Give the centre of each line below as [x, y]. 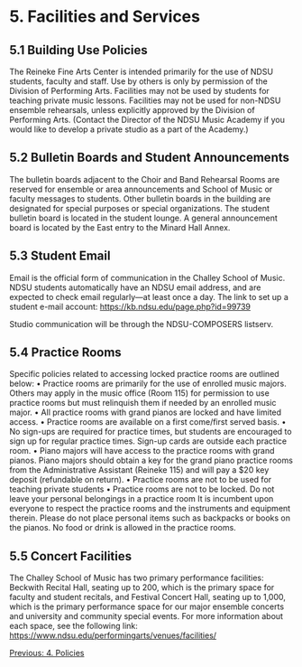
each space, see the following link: [73, 626]
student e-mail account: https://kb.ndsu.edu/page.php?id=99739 [130, 306]
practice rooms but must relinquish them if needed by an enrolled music [143, 403]
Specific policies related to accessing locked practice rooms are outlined [144, 374]
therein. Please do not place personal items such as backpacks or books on [150, 518]
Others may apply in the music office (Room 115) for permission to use [140, 393]
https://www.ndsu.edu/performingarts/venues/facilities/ [113, 635]
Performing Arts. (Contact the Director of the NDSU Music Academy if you [147, 120]
